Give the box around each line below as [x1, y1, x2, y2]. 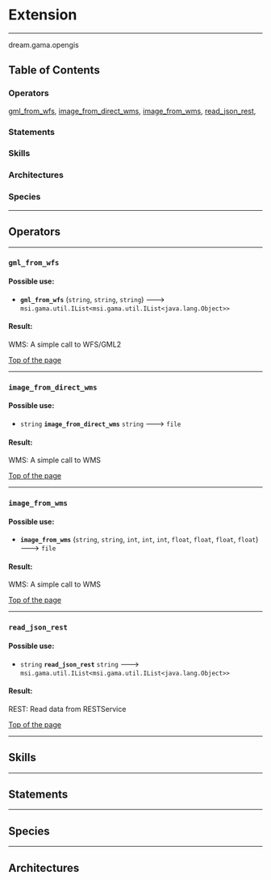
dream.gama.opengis [8, 40, 79, 49]
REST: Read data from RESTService [8, 704, 127, 714]
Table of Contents [8, 63, 101, 78]
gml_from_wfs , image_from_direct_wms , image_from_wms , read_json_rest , [8, 106, 256, 116]
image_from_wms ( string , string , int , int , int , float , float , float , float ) [19, 535, 259, 545]
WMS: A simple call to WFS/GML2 [8, 339, 122, 349]
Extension [8, 6, 77, 24]
